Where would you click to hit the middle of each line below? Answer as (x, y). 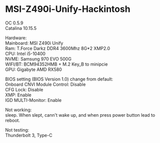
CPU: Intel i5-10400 (25, 54)
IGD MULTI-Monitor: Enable (33, 100)
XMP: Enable (18, 95)
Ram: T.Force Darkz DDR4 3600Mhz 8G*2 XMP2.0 (58, 48)
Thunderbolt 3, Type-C (29, 135)
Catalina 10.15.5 (21, 28)
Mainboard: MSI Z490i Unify (34, 43)
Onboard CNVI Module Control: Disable (46, 84)
